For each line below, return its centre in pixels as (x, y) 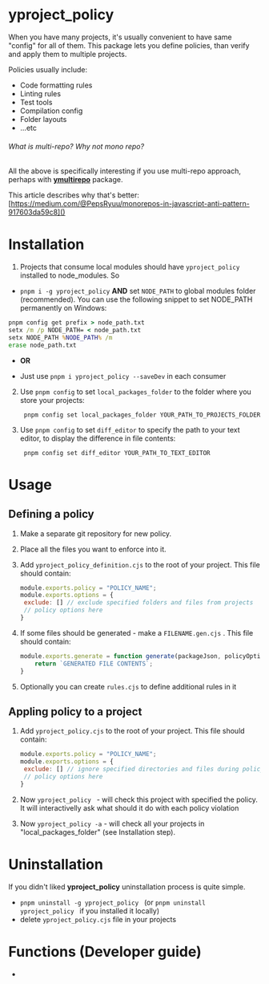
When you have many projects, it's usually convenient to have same (120, 37)
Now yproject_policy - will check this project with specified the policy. (139, 799)
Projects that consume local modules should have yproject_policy (130, 267)
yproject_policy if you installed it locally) (90, 911)
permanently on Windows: (63, 308)
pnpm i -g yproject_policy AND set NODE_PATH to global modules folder (138, 291)
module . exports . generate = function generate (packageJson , (120, 656)
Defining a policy (51, 514)
